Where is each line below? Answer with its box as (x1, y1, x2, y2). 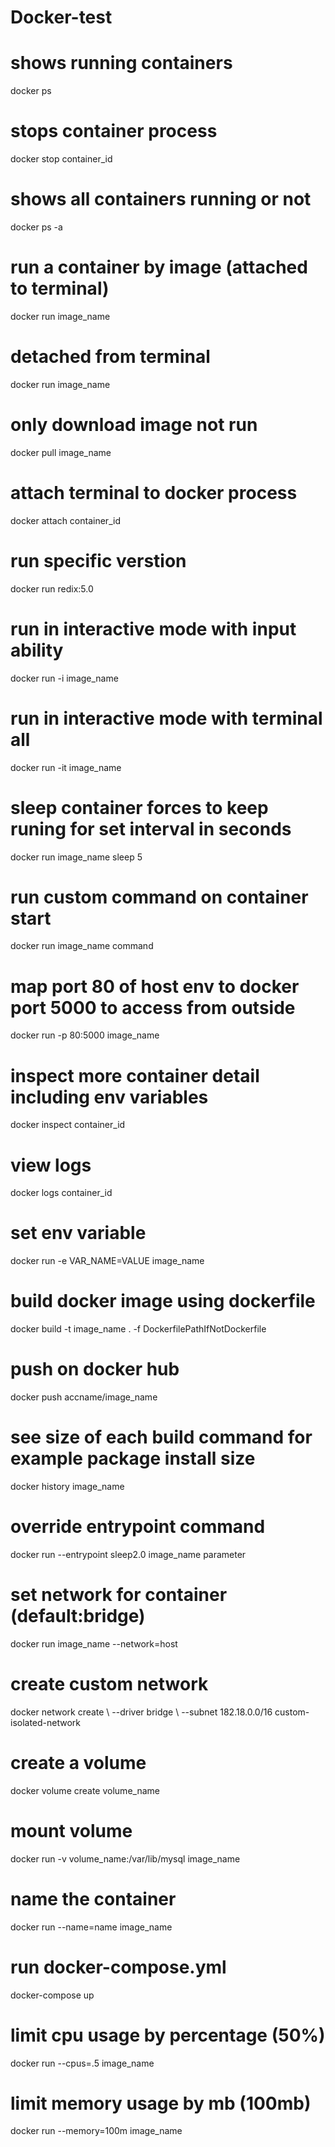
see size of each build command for (10, 1426, 313, 1449)
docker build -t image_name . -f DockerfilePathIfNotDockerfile (10, 1323, 267, 1335)
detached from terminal (10, 346, 211, 368)
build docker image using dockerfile (10, 1290, 316, 1313)
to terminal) (10, 277, 110, 300)
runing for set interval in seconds (10, 817, 292, 840)
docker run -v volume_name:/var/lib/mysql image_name (10, 1852, 241, 1865)
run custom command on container (10, 886, 309, 908)
